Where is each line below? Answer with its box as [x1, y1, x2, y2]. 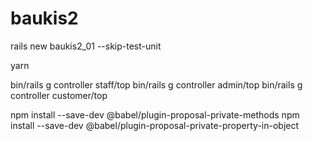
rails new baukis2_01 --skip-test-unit [10, 40, 162, 52]
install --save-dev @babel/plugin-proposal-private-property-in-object [10, 119, 300, 131]
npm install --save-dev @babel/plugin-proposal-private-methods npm [10, 108, 300, 121]
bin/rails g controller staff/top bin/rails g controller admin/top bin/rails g [10, 78, 303, 91]
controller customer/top [10, 89, 108, 101]
